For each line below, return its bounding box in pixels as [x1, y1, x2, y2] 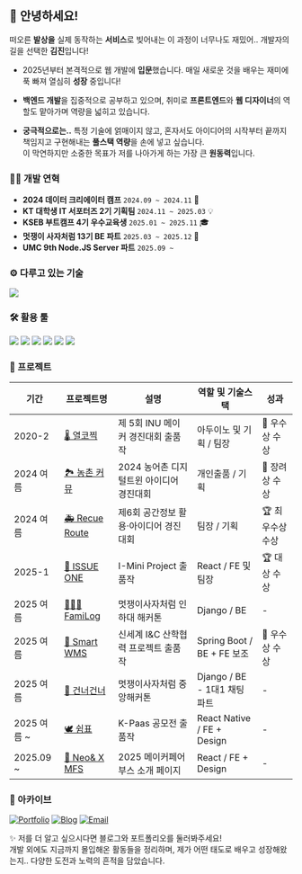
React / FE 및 [197, 559, 252, 572]
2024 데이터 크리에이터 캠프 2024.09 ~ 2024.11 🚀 [22, 194, 200, 205]
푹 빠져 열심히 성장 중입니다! [22, 76, 121, 86]
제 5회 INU [118, 417, 162, 429]
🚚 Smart [64, 636, 99, 647]
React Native [197, 712, 252, 724]
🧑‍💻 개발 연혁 [9, 172, 60, 184]
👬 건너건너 [64, 684, 106, 697]
